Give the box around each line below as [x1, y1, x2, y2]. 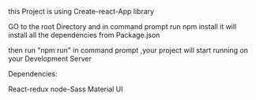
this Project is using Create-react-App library [8, 7, 155, 16]
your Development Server [8, 54, 92, 63]
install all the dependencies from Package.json [8, 31, 160, 39]
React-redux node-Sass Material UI [8, 84, 124, 94]
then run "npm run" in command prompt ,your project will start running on [8, 46, 249, 54]
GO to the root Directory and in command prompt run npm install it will [8, 22, 237, 31]
